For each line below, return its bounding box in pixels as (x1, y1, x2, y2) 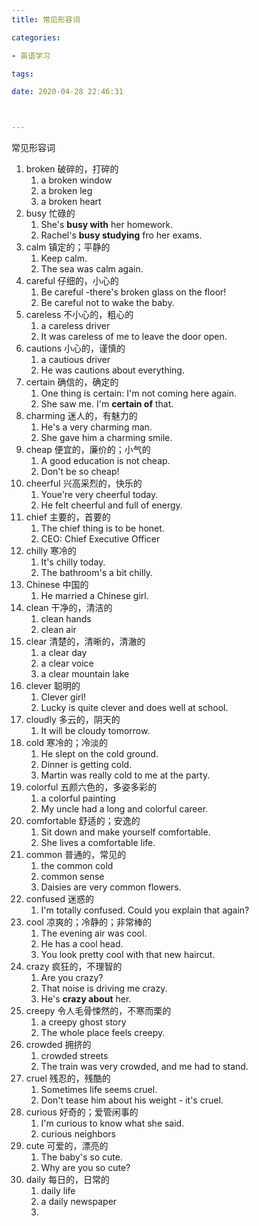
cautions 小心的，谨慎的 (25, 342, 126, 355)
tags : (11, 69, 34, 79)
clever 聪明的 (25, 680, 81, 692)
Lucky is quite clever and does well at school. (40, 702, 229, 714)
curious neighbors (40, 1128, 116, 1140)
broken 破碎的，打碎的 (25, 163, 119, 175)
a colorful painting (40, 792, 116, 805)
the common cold (40, 860, 114, 872)
